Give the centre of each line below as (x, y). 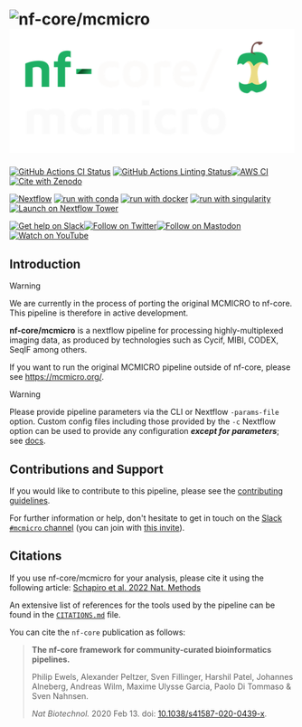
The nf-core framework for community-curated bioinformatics (151, 649)
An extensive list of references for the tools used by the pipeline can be (142, 605)
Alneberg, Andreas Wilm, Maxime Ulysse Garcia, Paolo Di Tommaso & (161, 686)
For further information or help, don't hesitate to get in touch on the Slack (146, 518)
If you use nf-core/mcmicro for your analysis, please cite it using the (137, 578)
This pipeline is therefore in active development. (99, 313)
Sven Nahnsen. (60, 695)
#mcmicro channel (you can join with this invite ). (97, 527)
